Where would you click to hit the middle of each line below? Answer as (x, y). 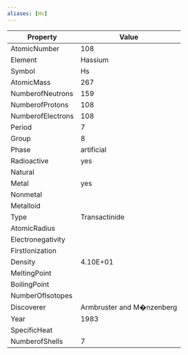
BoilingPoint (30, 284)
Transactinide (103, 217)
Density (23, 262)
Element (24, 59)
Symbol (23, 71)
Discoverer (28, 307)
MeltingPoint (31, 273)
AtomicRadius (33, 228)
